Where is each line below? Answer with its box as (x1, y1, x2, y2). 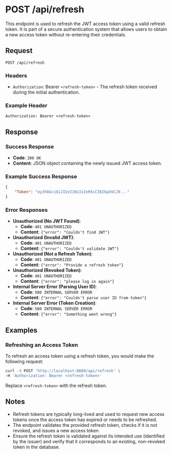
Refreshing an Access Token (5, 341, 79, 348)
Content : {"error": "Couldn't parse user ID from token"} (20, 295, 147, 301)
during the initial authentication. (12, 89, 80, 96)
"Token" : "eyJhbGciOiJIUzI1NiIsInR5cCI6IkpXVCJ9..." (14, 189, 130, 195)
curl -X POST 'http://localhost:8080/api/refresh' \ (5, 368, 121, 373)
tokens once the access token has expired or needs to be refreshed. (12, 416, 158, 423)
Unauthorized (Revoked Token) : (12, 267, 82, 274)
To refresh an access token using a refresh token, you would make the (5, 353, 154, 359)
